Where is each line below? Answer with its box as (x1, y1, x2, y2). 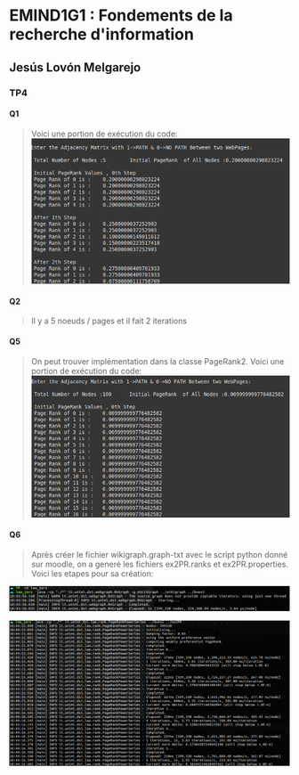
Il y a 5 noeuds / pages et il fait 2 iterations (30, 315, 188, 326)
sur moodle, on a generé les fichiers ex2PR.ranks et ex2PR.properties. (30, 559, 289, 569)
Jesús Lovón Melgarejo (9, 60, 141, 75)
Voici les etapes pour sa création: (30, 567, 154, 579)
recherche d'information (9, 24, 194, 45)
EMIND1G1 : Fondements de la (9, 5, 233, 26)
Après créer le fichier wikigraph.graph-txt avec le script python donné (30, 549, 288, 559)
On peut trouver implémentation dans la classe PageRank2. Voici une (30, 355, 285, 366)
